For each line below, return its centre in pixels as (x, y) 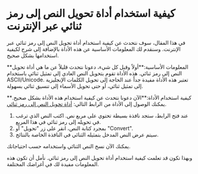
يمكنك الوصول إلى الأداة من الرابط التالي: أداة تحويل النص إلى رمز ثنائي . (86, 104)
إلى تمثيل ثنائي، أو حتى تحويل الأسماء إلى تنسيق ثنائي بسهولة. (75, 86)
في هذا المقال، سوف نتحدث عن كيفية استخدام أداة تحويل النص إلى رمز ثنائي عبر (96, 42)
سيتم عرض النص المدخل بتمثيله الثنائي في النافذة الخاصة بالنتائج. (87, 135)
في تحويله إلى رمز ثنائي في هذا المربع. (58, 122)
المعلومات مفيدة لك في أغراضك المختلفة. (53, 164)
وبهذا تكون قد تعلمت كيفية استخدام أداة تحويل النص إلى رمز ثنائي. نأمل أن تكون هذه (100, 158)
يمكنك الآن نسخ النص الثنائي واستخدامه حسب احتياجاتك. (69, 146)
